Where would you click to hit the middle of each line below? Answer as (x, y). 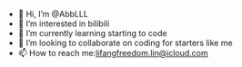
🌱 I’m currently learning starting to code (92, 33)
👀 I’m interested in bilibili (64, 24)
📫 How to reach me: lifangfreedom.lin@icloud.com (113, 53)
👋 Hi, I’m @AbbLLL (53, 14)
